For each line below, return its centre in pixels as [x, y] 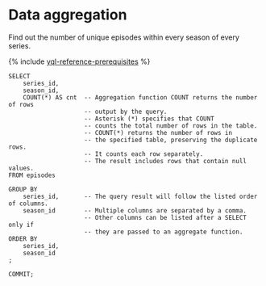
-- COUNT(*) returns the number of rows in [158, 132]
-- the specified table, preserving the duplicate [171, 140]
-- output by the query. [126, 111]
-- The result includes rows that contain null [166, 161]
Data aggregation [68, 15]
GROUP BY [23, 189]
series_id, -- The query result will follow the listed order [140, 196]
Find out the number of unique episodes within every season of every [124, 37]
